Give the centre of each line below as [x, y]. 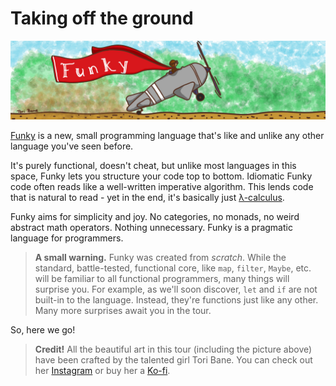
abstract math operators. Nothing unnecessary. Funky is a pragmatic [151, 227]
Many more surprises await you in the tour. [123, 310]
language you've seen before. [72, 146]
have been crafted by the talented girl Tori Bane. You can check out [173, 359]
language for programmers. [67, 238]
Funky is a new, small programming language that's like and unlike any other [167, 135]
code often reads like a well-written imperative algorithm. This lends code [162, 186]
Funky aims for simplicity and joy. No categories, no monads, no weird [155, 216]
